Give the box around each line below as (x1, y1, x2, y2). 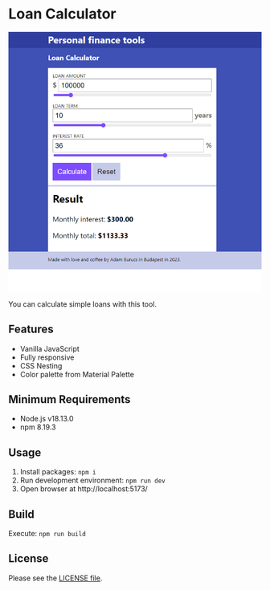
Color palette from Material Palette (19, 369, 135, 379)
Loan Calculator (8, 5, 117, 23)
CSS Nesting (19, 360, 63, 370)
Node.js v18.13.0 (19, 414, 74, 424)
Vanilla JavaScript (19, 344, 80, 353)
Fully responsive (19, 352, 75, 362)
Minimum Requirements (8, 393, 131, 406)
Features (8, 323, 54, 336)
